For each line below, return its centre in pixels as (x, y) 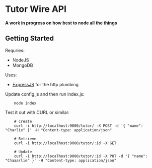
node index (25, 103)
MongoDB (23, 65)
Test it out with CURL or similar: (37, 112)
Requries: (15, 50)
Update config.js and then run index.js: (45, 94)
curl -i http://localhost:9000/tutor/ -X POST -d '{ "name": (78, 126)
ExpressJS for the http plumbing (45, 84)
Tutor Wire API (36, 9)
